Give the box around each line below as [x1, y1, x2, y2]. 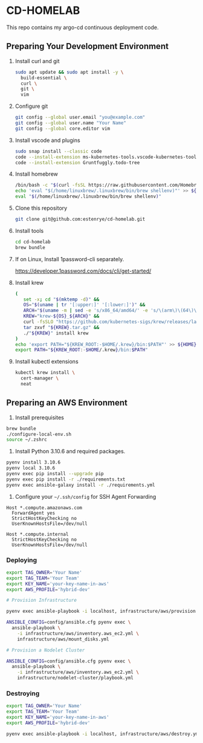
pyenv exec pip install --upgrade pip [6, 471, 104, 477]
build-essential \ [21, 75, 67, 81]
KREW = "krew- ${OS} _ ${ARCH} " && [23, 313, 100, 319]
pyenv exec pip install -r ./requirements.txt [6, 476, 126, 482]
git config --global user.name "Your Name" [14, 120, 127, 126]
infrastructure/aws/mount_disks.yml [17, 636, 110, 642]
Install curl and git [14, 57, 60, 64]
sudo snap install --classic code [14, 148, 102, 155]
